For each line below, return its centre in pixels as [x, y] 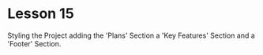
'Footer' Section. [34, 43]
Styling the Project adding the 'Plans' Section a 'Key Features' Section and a [131, 35]
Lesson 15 [41, 14]
